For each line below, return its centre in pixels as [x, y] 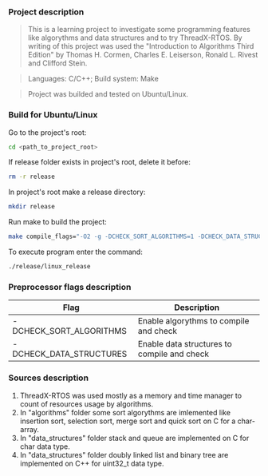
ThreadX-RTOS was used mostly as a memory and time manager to [130, 395]
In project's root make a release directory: [77, 192]
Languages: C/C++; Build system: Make [93, 79]
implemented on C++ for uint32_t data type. [92, 463]
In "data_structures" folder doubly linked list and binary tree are [124, 454]
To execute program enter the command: [76, 252]
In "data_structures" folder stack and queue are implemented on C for [134, 438]
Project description [46, 12]
